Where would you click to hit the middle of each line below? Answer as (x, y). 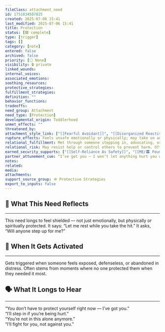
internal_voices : (23, 74)
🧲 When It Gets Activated (44, 246)
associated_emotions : (27, 78)
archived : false (22, 55)
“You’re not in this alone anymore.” (40, 319)
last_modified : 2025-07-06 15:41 (39, 23)
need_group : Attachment (29, 111)
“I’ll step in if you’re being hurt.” (37, 314)
